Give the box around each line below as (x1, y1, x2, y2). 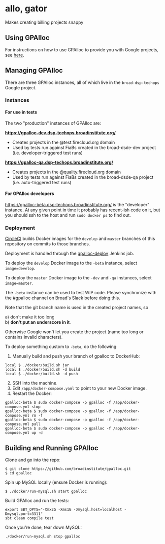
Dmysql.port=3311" (5, 511, 43, 516)
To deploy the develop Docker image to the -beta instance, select (5, 260, 137, 266)
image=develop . (5, 265, 35, 272)
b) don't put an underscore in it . (5, 319, 71, 325)
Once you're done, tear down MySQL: (5, 524, 82, 530)
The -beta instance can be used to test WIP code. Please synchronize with (5, 290, 157, 296)
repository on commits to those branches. (5, 241, 90, 247)
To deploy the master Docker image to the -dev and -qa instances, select (5, 275, 152, 281)
